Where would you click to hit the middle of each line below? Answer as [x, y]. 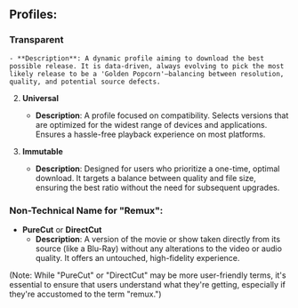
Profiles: [33, 15]
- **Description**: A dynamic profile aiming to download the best [137, 58]
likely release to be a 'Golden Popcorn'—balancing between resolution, [147, 74]
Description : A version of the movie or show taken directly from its [158, 239]
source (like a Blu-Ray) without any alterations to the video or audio [159, 249]
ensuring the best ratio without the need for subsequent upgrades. [157, 187]
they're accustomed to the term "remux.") [85, 294]
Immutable [43, 151]
